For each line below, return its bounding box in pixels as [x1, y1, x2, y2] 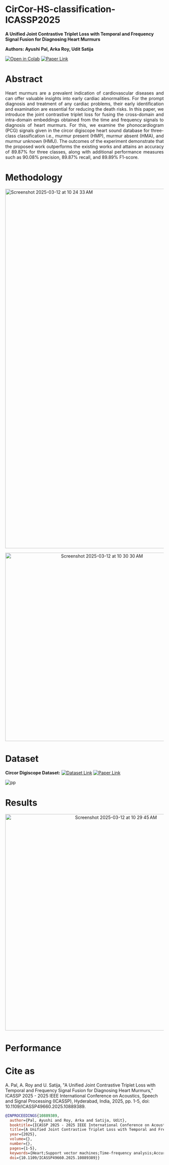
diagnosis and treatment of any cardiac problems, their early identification [5, 101, 164, 107]
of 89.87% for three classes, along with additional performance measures [5, 148, 164, 154]
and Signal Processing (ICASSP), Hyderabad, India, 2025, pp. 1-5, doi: [5, 1098, 150, 1104]
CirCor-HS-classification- [5, 4, 116, 15]
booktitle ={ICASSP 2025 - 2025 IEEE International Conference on [10, 1122, 150, 1128]
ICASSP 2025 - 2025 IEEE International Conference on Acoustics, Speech [5, 1093, 158, 1099]
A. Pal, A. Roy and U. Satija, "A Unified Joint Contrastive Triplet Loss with [5, 1082, 156, 1088]
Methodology [5, 172, 63, 183]
